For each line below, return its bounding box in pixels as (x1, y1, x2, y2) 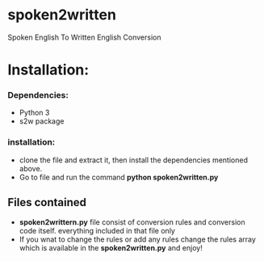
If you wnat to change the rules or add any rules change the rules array (19, 234, 256, 244)
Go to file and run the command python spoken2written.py (19, 172, 219, 182)
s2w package (19, 116, 65, 126)
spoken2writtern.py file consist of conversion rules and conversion (19, 217, 245, 227)
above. (19, 163, 43, 173)
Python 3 (19, 107, 50, 118)
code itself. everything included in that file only (19, 225, 175, 235)
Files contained (7, 196, 86, 209)
